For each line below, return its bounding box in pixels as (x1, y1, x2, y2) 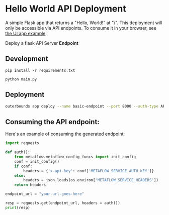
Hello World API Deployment (5, 3, 127, 15)
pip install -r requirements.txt (5, 68, 75, 73)
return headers (14, 182, 46, 187)
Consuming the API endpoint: (5, 118, 100, 126)
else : (14, 173, 26, 178)
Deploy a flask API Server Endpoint (5, 40, 79, 46)
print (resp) (5, 205, 30, 210)
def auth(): (5, 150, 30, 155)
